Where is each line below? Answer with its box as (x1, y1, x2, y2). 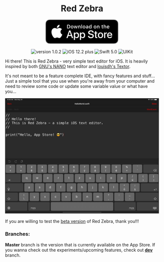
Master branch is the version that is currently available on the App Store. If (5, 241, 155, 247)
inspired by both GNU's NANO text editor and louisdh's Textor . (5, 63, 131, 69)
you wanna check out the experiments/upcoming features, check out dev (5, 247, 153, 253)
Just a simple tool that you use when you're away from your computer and (5, 78, 155, 84)
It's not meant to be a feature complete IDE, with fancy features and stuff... (5, 73, 155, 79)
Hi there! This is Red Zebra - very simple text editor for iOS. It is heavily (5, 58, 148, 64)
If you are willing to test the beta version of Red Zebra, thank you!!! (5, 218, 139, 224)
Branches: (5, 231, 30, 238)
